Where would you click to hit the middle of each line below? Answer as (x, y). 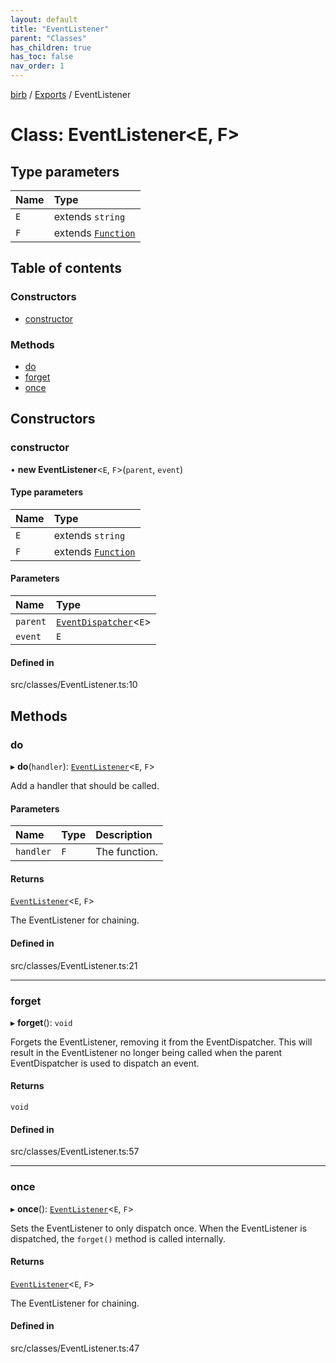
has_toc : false (42, 57)
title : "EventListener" (60, 29)
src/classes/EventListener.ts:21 (74, 965)
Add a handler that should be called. (85, 785)
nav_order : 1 (37, 66)
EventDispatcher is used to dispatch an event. (105, 1063)
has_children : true (51, 47)
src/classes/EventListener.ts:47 (75, 1348)
